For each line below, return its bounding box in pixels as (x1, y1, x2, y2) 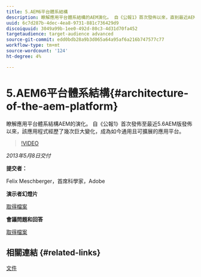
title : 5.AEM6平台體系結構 (6, 8, 68, 15)
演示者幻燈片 (6, 190, 38, 197)
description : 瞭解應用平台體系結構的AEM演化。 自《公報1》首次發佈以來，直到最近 (6, 14, 188, 20)
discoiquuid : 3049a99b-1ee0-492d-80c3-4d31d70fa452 (6, 25, 138, 32)
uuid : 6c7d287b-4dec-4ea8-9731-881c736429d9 (6, 20, 119, 26)
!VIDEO (20, 139, 39, 147)
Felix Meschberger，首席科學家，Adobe (6, 177, 105, 185)
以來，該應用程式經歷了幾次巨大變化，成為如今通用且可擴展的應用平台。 (6, 127, 184, 135)
